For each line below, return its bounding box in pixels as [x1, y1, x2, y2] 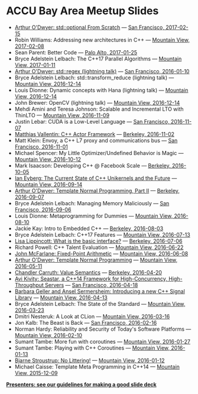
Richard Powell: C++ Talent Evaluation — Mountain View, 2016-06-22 [14, 244, 184, 251]
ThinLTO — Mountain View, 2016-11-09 [14, 111, 110, 119]
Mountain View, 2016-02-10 [14, 331, 83, 338]
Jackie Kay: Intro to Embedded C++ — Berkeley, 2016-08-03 [14, 225, 164, 232]
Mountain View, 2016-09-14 [14, 180, 83, 188]
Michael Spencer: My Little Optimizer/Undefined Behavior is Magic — [14, 149, 184, 156]
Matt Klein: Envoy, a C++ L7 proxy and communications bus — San [14, 137, 178, 144]
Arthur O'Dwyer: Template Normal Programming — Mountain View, [14, 256, 178, 263]
